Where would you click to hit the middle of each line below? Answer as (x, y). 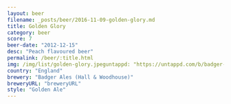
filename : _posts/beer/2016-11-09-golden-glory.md (81, 20)
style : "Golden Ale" (37, 90)
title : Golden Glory (37, 26)
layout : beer (26, 13)
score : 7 (20, 39)
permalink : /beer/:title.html (51, 58)
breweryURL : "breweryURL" (44, 83)
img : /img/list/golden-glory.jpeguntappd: (69, 64)
